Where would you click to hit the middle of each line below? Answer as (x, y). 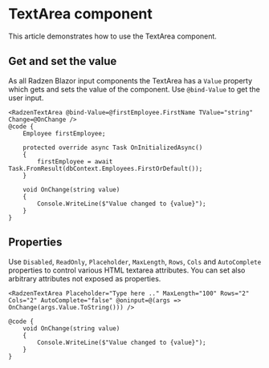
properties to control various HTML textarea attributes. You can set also (127, 270)
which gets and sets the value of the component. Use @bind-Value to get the (134, 89)
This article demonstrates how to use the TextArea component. (112, 36)
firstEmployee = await (75, 161)
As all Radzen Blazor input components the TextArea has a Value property (130, 80)
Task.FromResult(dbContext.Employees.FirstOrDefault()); (106, 168)
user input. (26, 98)
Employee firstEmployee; (64, 133)
